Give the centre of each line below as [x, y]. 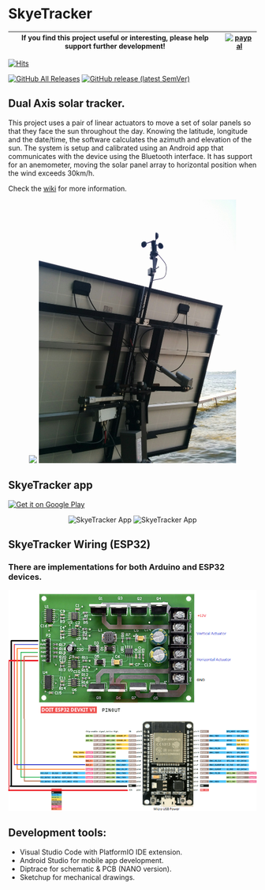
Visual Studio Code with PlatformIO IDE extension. [101, 852]
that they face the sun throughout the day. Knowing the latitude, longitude [128, 131]
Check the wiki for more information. [68, 188]
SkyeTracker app [50, 485]
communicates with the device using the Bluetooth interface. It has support [130, 156]
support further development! [115, 46]
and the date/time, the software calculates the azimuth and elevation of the [130, 139]
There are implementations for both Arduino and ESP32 [116, 567]
